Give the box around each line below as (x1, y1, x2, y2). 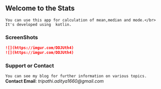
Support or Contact (5, 62, 55, 69)
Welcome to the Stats (5, 4, 75, 13)
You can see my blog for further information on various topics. (5, 74, 147, 79)
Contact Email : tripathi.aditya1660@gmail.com (5, 78, 104, 84)
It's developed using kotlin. (5, 22, 72, 27)
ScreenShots (5, 34, 38, 41)
